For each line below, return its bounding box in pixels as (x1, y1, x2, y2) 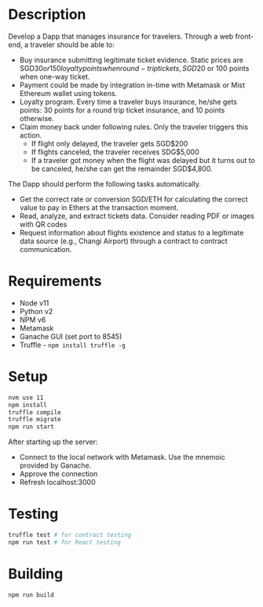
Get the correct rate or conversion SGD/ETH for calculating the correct (19, 194, 249, 204)
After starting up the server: (8, 437, 98, 446)
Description (8, 6, 86, 24)
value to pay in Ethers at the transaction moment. (19, 202, 179, 212)
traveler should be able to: (30, 39, 115, 49)
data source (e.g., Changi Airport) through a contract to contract (19, 236, 228, 246)
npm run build (8, 590, 55, 599)
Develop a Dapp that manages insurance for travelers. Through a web (8, 31, 234, 41)
